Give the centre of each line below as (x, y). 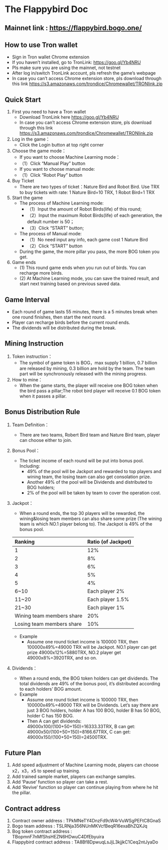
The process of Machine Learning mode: (61, 203)
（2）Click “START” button (55, 246)
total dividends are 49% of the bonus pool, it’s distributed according (90, 683)
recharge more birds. (41, 273)
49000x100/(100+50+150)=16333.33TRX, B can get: (81, 726)
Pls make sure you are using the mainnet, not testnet (66, 68)
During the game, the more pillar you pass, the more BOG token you (90, 252)
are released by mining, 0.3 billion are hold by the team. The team (87, 368)
